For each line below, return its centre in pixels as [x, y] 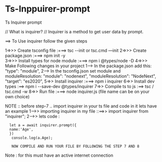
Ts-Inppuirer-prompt [48, 9]
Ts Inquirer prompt [23, 22]
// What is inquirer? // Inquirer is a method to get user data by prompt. [74, 31]
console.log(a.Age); [32, 138]
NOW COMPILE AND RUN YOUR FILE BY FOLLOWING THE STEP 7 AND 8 [75, 146]
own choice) [17, 96]
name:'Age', [22, 129]
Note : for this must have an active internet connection [59, 155]
